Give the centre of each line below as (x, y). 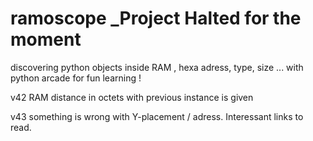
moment (46, 39)
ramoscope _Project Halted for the (156, 18)
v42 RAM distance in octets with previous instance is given (132, 97)
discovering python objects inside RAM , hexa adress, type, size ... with (157, 67)
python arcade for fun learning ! (76, 78)
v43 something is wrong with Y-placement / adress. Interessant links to (157, 116)
